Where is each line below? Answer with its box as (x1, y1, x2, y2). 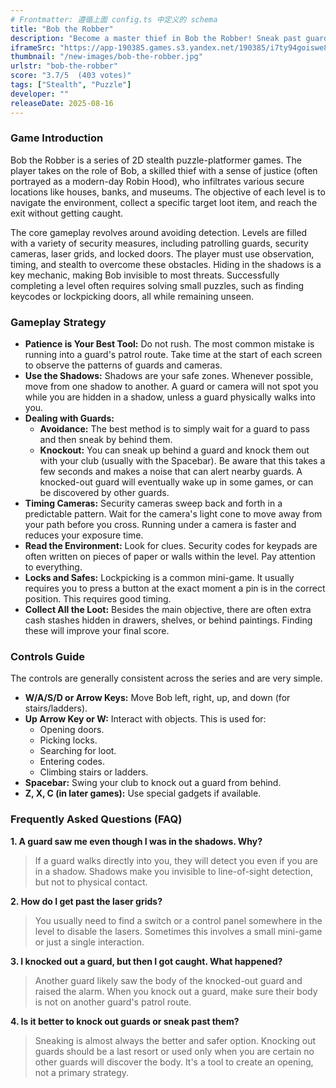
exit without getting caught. (10, 207, 124, 219)
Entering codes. (39, 756, 106, 768)
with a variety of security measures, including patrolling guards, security (10, 237, 309, 249)
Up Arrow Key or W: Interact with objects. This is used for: (24, 713, 267, 725)
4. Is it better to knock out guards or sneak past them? (10, 1015, 240, 1027)
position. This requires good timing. (24, 593, 172, 605)
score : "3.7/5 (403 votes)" (10, 71, 132, 81)
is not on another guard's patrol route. (34, 996, 192, 1008)
